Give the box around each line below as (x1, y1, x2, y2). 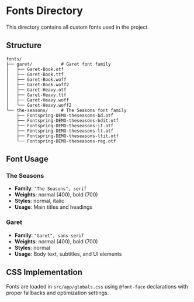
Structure (6, 40, 42, 50)
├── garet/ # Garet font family (6, 61, 111, 67)
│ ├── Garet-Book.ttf (6, 72, 64, 77)
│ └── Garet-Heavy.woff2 (6, 102, 72, 108)
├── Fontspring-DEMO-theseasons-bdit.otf (16, 117, 119, 124)
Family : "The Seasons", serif (14, 185, 87, 192)
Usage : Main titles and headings (14, 203, 93, 211)
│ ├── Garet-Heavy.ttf (6, 92, 67, 98)
